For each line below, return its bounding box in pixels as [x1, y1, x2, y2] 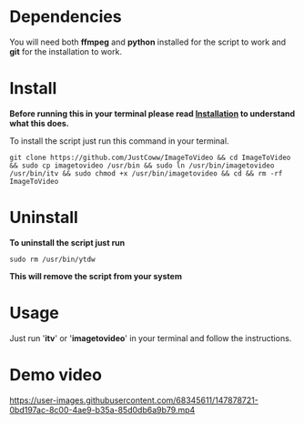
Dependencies [9, 6, 122, 27]
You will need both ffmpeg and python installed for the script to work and [9, 36, 287, 47]
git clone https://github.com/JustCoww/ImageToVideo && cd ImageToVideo [9, 153, 291, 162]
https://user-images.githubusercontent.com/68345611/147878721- [9, 394, 259, 406]
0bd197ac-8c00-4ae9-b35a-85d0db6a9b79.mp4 [9, 404, 196, 415]
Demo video [9, 364, 103, 385]
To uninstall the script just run [9, 237, 126, 247]
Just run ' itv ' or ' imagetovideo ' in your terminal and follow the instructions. [9, 332, 292, 343]
